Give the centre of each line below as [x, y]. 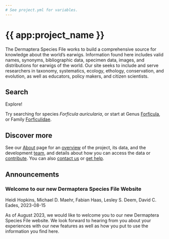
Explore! [14, 104]
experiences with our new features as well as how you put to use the [77, 226]
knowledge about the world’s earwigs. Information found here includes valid [84, 54]
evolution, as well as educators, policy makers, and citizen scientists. [77, 76]
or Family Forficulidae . [29, 119]
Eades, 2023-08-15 [26, 205]
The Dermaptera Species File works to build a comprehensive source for [81, 49]
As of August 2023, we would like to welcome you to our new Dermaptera [82, 215]
